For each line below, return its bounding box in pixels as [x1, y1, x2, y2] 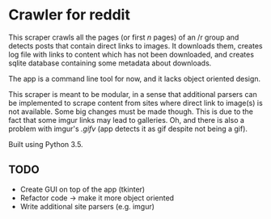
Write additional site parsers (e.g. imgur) [19, 201, 155, 211]
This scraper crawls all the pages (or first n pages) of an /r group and [8, 32, 239, 42]
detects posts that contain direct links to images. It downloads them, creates [8, 40, 263, 50]
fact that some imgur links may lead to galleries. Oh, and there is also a [8, 115, 245, 124]
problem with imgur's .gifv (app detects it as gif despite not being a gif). [8, 124, 248, 133]
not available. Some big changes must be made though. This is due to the [8, 107, 253, 116]
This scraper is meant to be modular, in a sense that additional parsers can [8, 89, 257, 99]
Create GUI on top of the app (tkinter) [19, 184, 146, 194]
